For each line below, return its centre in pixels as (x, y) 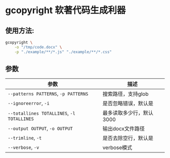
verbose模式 (117, 148)
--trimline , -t (25, 138)
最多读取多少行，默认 (128, 113)
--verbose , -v (24, 147)
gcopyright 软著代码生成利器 (66, 10)
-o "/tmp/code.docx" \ (38, 47)
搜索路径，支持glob (125, 94)
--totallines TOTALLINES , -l (42, 113)
